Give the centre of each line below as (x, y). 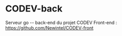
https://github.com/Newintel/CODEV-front (49, 27)
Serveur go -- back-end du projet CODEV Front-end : (61, 22)
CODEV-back (34, 9)
